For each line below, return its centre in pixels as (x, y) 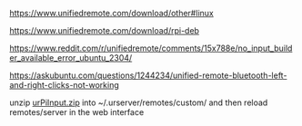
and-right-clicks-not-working (65, 85)
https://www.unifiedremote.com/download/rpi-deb (105, 30)
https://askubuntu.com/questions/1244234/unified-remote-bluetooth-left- (148, 75)
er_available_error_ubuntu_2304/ (71, 58)
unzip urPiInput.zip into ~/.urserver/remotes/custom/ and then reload (139, 102)
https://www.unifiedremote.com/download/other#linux (111, 13)
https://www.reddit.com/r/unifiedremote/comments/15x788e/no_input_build (151, 48)
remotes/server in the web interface (77, 112)
